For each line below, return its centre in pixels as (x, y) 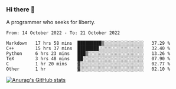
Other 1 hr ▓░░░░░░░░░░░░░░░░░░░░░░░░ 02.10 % (88, 69)
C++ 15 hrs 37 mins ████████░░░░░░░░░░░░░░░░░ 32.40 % (88, 49)
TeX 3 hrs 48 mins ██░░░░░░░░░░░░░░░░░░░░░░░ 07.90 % (88, 59)
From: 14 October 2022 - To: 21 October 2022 (63, 33)
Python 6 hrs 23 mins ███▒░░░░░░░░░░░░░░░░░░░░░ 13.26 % (88, 54)
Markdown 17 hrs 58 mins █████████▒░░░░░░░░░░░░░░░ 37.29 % (88, 44)
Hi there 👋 (21, 9)
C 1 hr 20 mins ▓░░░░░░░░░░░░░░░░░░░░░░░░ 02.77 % (88, 64)
